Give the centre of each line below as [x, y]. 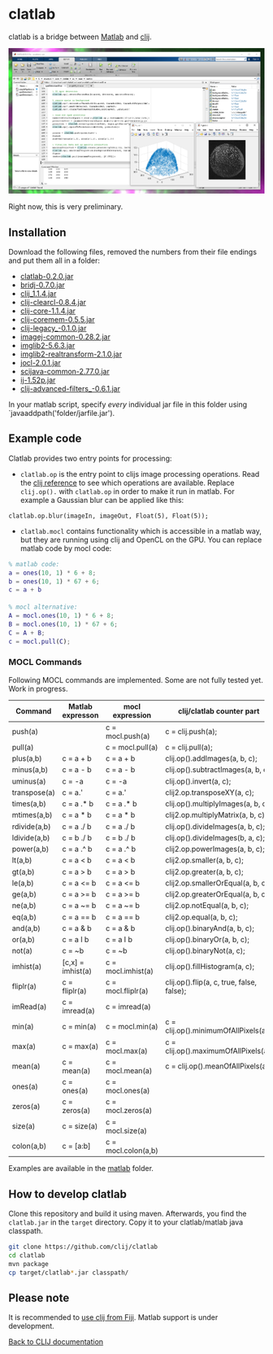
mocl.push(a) [128, 736]
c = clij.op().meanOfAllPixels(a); [218, 1066]
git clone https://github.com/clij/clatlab [83, 1247]
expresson [80, 715]
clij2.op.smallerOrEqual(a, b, [212, 883]
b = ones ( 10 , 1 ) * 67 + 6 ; [54, 581]
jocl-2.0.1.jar [40, 362]
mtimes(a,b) [32, 815]
